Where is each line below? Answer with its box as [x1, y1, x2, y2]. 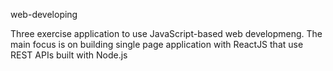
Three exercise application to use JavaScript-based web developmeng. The [10, 28, 323, 39]
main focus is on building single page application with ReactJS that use [10, 39, 304, 50]
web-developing [10, 9, 78, 20]
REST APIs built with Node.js [10, 49, 128, 61]
